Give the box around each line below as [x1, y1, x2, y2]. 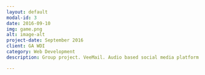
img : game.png [6, 26, 43, 32]
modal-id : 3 [6, 15, 37, 21]
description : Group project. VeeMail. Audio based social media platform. [6, 54, 202, 60]
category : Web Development [6, 49, 75, 55]
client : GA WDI [6, 43, 45, 49]
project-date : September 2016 [6, 37, 84, 43]
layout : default [6, 9, 48, 15]
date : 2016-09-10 [6, 20, 51, 26]
